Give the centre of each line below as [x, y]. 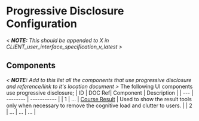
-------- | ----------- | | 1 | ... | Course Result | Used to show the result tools [99, 99]
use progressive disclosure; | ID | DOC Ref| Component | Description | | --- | [100, 93]
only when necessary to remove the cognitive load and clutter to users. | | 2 [99, 105]
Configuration [42, 24]
